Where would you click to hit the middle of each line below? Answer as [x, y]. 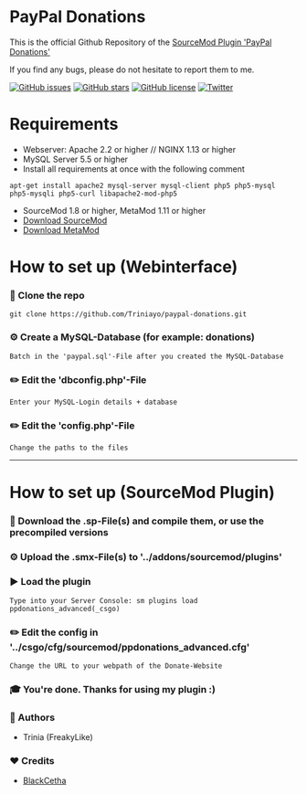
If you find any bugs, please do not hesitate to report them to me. [132, 69]
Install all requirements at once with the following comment [133, 169]
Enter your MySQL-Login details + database [94, 402]
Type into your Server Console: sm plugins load [104, 600]
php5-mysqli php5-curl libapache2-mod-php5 [94, 194]
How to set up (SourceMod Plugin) [143, 493]
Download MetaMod [61, 229]
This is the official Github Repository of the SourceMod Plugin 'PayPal [141, 42]
